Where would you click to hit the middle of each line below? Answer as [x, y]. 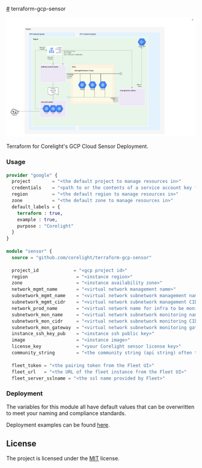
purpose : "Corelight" [45, 226]
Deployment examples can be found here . [58, 425]
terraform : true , [40, 213]
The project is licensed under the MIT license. [63, 458]
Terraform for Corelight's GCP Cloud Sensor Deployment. [77, 146]
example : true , [38, 220]
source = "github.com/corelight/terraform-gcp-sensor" [82, 257]
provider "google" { [32, 175]
